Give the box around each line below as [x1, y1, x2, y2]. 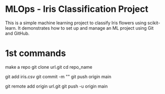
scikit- [147, 20, 161, 26]
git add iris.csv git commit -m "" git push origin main [5, 73, 112, 80]
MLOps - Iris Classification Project [5, 3, 149, 15]
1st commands [5, 48, 66, 59]
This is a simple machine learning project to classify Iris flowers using [5, 20, 147, 26]
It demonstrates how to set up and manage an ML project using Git [18, 25, 154, 31]
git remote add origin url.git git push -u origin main [5, 83, 108, 89]
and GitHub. [5, 30, 30, 36]
